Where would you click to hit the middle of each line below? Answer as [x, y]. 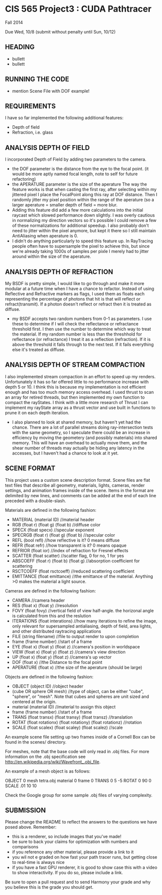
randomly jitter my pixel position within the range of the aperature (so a [83, 200]
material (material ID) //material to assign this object [64, 707]
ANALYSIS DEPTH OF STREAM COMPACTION [75, 365]
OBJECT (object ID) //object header [48, 686]
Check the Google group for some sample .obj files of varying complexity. [79, 795]
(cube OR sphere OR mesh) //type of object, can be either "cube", [78, 691]
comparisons [25, 847]
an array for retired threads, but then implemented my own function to [75, 397]
